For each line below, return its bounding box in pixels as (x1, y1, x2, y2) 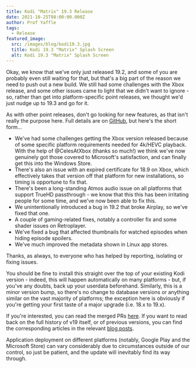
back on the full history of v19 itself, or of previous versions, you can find (6, 318, 183, 326)
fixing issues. (6, 258, 38, 265)
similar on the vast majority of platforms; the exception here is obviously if (6, 295, 185, 302)
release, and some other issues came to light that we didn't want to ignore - (6, 87, 190, 94)
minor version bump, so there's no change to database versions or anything (6, 288, 190, 295)
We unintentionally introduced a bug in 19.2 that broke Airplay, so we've (14, 203, 188, 210)
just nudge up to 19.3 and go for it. (6, 99, 89, 106)
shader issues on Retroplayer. (14, 222, 87, 229)
